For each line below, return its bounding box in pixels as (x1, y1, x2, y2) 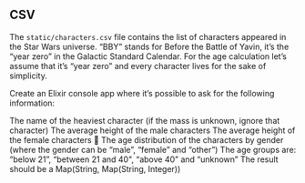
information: (9, 97, 56, 108)
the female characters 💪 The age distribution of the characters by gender (9, 134, 284, 145)
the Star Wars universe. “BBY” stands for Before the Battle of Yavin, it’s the (9, 41, 290, 52)
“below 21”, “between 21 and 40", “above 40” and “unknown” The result (9, 154, 280, 165)
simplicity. (9, 70, 47, 81)
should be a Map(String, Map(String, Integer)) (9, 163, 181, 174)
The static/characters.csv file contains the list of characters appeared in (9, 31, 287, 42)
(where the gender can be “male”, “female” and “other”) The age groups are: (9, 144, 297, 155)
